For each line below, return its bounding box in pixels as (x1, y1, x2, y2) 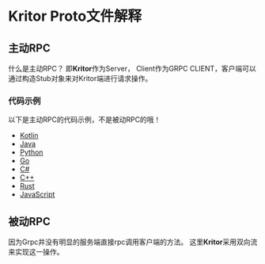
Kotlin (19, 131, 39, 140)
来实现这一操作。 (8, 247, 64, 257)
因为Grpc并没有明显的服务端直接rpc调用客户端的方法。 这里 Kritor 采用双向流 (8, 237, 258, 247)
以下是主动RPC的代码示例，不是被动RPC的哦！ (8, 115, 161, 124)
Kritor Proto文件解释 (8, 7, 142, 25)
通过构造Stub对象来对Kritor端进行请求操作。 (8, 74, 153, 83)
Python (19, 147, 44, 157)
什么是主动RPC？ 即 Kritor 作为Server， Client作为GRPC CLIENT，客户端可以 (8, 64, 257, 73)
